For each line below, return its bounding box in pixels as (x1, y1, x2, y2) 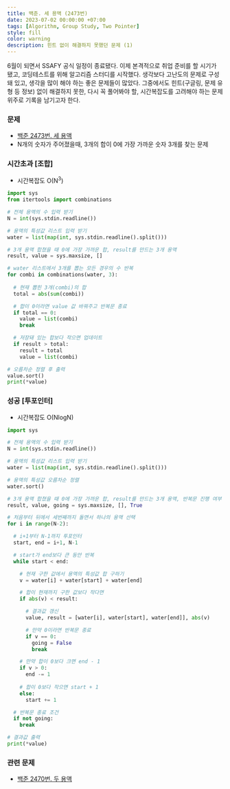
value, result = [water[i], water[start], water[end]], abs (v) (25, 615, 211, 622)
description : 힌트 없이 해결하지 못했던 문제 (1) (7, 42, 133, 49)
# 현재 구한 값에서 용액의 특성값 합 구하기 (19, 570, 124, 577)
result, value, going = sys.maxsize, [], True (7, 502, 143, 508)
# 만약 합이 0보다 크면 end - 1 (19, 658, 101, 666)
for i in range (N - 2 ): (7, 521, 69, 528)
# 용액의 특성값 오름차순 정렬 (7, 476, 80, 484)
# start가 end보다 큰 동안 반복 (13, 552, 95, 558)
